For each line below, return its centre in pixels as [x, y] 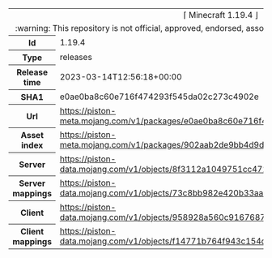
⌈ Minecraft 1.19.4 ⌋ [221, 15]
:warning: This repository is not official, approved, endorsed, [130, 28]
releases [76, 57]
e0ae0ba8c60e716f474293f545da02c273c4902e [159, 97]
